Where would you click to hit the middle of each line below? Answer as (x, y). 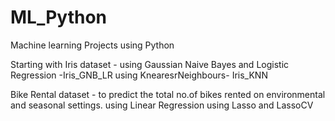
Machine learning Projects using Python (92, 45)
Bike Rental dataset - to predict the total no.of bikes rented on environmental (168, 94)
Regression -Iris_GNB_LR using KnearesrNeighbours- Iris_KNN (139, 75)
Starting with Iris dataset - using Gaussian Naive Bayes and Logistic (150, 64)
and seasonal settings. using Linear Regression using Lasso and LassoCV (162, 105)
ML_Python (59, 17)
